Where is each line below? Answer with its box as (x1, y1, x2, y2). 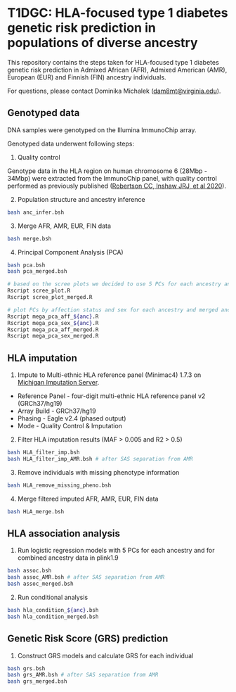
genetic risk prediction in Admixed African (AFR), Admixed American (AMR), (7, 65, 228, 74)
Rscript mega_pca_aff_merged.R (7, 326, 99, 333)
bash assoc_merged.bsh (7, 580, 74, 588)
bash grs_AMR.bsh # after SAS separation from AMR (7, 672, 159, 679)
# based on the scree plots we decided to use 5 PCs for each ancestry (7, 281, 221, 288)
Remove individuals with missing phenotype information (17, 468, 180, 476)
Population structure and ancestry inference (17, 195, 145, 203)
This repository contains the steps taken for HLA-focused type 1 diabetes (7, 58, 219, 66)
